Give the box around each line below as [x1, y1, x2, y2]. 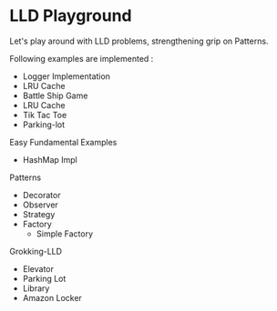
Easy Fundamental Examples [9, 136, 118, 147]
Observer [22, 199, 59, 210]
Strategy [22, 208, 56, 219]
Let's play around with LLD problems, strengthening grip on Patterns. [9, 35, 269, 46]
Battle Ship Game [22, 90, 88, 101]
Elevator [22, 263, 55, 274]
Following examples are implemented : [9, 53, 154, 64]
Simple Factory [36, 228, 94, 239]
